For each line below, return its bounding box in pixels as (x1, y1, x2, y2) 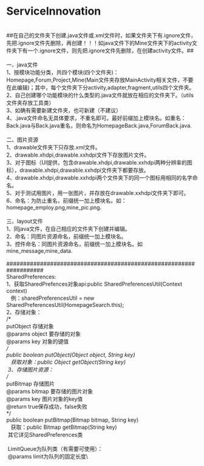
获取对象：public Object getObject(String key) (10, 358, 126, 365)
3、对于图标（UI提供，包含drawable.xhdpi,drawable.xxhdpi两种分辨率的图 (6, 158, 192, 166)
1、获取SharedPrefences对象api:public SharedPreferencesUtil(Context (6, 280, 183, 288)
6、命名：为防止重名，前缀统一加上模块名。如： (6, 197, 127, 204)
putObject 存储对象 (6, 322, 54, 330)
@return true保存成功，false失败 (6, 403, 88, 410)
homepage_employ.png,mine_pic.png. (6, 203, 102, 211)
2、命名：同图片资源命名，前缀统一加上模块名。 (6, 233, 127, 240)
